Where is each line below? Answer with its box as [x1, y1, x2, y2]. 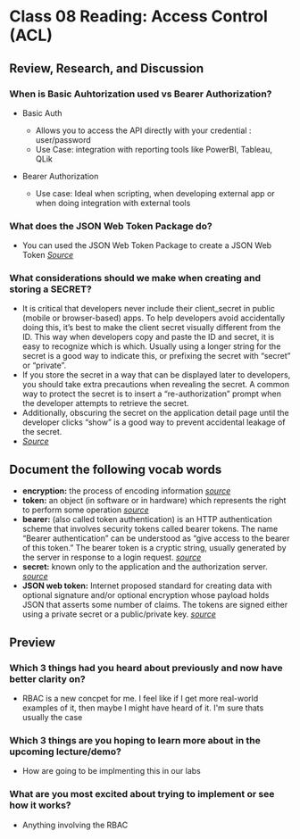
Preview [9, 635, 56, 650]
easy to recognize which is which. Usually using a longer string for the [21, 341, 281, 352]
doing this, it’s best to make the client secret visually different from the [21, 322, 281, 333]
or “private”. [21, 360, 67, 371]
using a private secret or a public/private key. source [21, 609, 217, 619]
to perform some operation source [21, 504, 149, 515]
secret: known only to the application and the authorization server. [21, 561, 268, 572]
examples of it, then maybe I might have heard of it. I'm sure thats [21, 702, 264, 713]
